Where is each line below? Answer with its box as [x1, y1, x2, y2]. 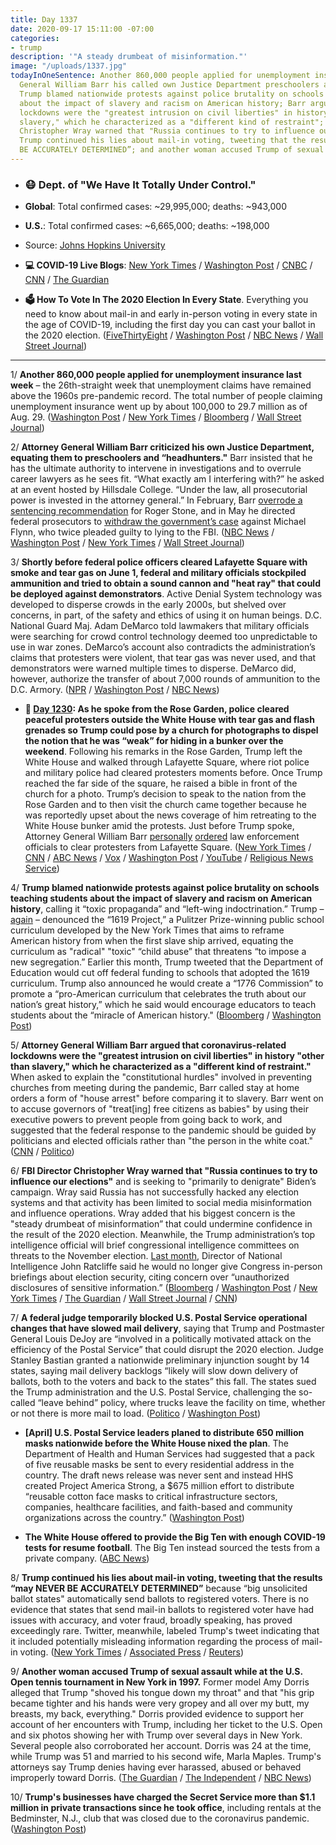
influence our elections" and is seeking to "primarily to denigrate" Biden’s [10, 1176, 317, 1188]
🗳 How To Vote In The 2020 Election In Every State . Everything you [24, 294, 309, 306]
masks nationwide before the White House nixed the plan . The [24, 1437, 289, 1450]
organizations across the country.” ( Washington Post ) [24, 1512, 245, 1524]
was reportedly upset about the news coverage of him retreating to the [24, 809, 317, 821]
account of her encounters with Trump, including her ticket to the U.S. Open [10, 1719, 323, 1731]
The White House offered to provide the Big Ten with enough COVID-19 [24, 1531, 326, 1543]
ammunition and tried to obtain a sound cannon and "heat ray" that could [10, 577, 321, 590]
